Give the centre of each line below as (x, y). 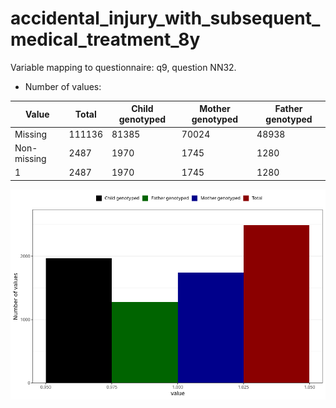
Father (288, 109)
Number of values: (63, 86)
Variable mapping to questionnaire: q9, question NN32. (123, 67)
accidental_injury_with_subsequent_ (165, 18)
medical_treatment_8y (105, 39)
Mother (215, 109)
